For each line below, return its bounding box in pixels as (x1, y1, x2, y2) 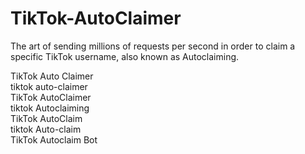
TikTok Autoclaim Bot (10, 133, 98, 146)
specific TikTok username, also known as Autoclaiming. (10, 50, 240, 62)
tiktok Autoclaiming (10, 102, 90, 114)
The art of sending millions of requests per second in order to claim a (10, 40, 296, 52)
